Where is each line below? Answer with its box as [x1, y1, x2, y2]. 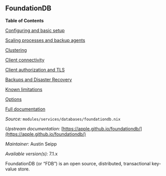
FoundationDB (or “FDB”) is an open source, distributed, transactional [5, 160, 151, 166]
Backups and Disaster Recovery [5, 76, 72, 83]
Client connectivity [5, 57, 45, 63]
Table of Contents [5, 17, 44, 23]
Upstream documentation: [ [5, 125, 63, 131]
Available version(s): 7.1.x [5, 151, 58, 157]
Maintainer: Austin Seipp [5, 140, 57, 147]
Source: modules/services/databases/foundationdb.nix [5, 116, 121, 122]
